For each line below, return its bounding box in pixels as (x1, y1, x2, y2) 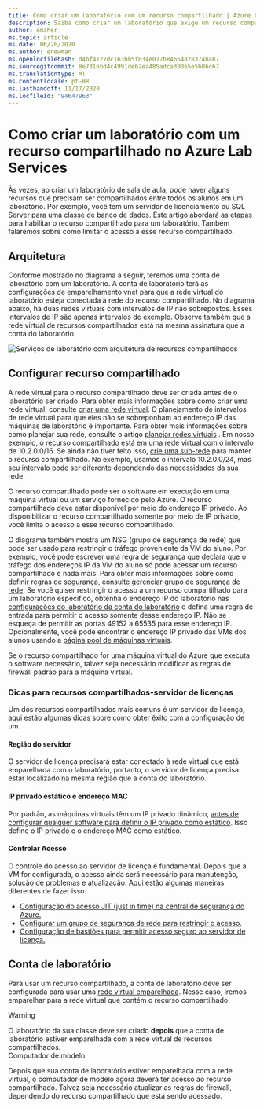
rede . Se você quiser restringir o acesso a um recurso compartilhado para (8, 585, 247, 594)
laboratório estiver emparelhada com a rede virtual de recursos (8, 1034, 213, 1044)
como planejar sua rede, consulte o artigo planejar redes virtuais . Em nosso (8, 429, 255, 438)
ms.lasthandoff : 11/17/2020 (8, 84, 101, 93)
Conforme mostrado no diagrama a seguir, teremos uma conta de (8, 270, 220, 280)
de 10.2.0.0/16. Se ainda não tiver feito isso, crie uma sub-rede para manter (8, 446, 251, 456)
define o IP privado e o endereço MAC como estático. (8, 826, 182, 835)
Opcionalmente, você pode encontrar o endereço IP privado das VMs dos (8, 626, 247, 637)
